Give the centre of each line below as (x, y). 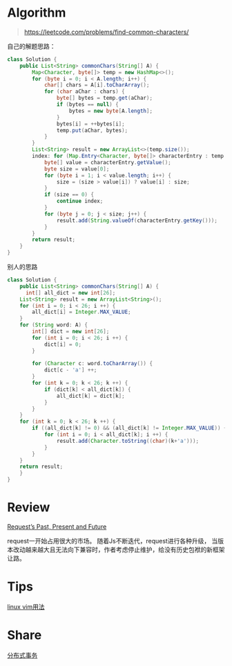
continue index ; (80, 201)
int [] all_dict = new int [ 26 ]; (70, 292)
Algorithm (37, 13)
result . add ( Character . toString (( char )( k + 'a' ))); (127, 441)
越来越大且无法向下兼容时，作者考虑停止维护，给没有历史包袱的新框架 (125, 550)
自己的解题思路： (31, 46)
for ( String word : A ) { (54, 325)
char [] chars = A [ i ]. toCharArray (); (97, 85)
